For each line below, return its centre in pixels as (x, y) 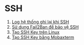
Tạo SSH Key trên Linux (36, 32)
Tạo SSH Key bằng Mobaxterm (43, 37)
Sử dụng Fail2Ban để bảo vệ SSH (45, 27)
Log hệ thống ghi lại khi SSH (40, 22)
